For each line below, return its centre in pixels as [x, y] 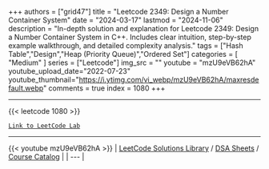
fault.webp [26, 88]
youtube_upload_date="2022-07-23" [69, 71]
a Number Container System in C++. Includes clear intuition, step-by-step [130, 37]
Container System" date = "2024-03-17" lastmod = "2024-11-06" [116, 20]
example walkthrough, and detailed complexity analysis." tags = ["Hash [126, 46]
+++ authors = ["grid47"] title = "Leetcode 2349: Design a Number [118, 12]
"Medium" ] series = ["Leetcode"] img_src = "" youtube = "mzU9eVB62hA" [132, 62]
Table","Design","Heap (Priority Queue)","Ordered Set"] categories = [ [123, 54]
